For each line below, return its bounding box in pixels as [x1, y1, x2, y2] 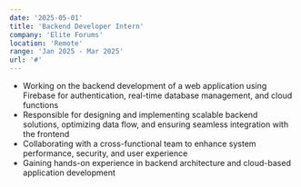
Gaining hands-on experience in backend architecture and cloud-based [22, 158, 291, 168]
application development [22, 167, 116, 178]
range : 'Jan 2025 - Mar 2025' [9, 47, 125, 56]
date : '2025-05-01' [9, 13, 84, 23]
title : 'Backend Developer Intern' [9, 22, 145, 31]
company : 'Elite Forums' [9, 30, 104, 39]
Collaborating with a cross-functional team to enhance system [22, 138, 256, 149]
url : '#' [9, 55, 43, 64]
